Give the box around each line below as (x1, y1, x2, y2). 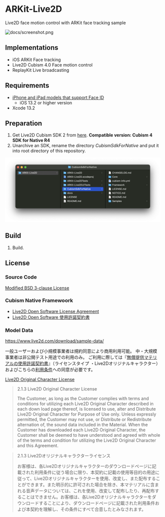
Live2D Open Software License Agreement (12, 308, 99, 314)
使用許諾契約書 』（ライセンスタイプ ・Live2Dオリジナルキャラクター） (18, 360, 161, 366)
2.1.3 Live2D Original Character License (17, 386, 98, 392)
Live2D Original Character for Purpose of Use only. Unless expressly (17, 411, 157, 417)
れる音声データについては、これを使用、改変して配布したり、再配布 (17, 488, 155, 494)
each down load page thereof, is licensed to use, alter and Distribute (17, 406, 156, 412)
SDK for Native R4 (12, 137, 50, 143)
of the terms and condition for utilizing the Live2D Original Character (17, 437, 157, 444)
